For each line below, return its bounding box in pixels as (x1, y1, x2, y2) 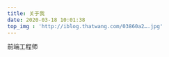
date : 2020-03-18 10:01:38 (7, 16, 86, 23)
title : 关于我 (7, 10, 45, 17)
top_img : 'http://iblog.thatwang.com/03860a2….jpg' (7, 23, 163, 30)
